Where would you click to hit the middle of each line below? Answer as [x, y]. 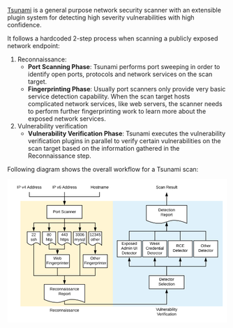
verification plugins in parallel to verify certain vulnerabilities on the [124, 141]
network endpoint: [34, 46]
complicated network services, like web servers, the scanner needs [125, 104]
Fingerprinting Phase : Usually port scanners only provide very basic [127, 89]
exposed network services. [67, 119]
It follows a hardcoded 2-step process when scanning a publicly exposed [113, 38]
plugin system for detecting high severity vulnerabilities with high [101, 17]
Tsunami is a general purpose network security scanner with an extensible [114, 10]
